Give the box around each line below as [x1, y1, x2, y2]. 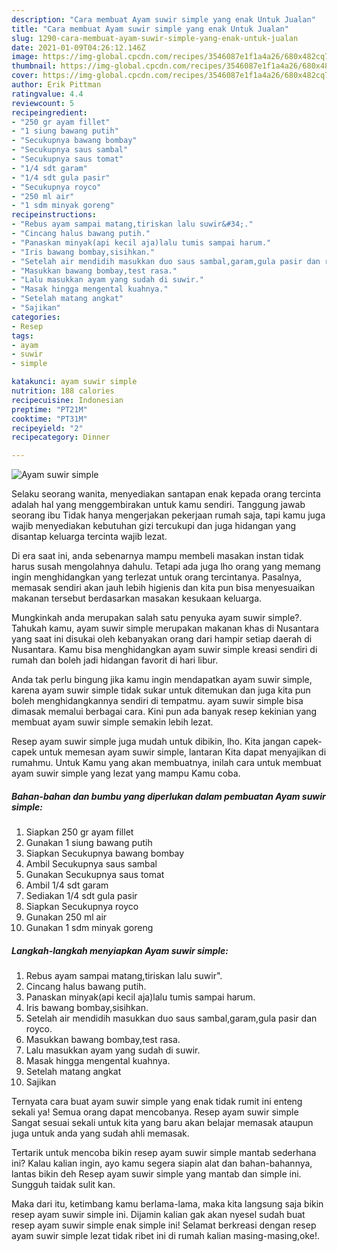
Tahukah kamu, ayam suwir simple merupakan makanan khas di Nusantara [11, 622, 319, 635]
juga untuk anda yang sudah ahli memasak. [11, 1127, 190, 1140]
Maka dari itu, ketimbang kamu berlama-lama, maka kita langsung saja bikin [11, 1198, 324, 1210]
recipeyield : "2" [11, 423, 84, 433]
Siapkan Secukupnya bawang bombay [25, 847, 185, 860]
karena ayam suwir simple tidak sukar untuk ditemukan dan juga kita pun [11, 684, 311, 696]
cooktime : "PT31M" [11, 414, 88, 424]
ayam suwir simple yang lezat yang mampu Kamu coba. [11, 767, 241, 780]
